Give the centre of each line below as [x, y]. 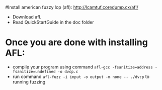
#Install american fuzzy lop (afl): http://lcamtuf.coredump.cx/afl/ [72, 7]
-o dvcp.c [68, 71]
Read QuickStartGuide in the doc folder [53, 22]
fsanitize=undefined [34, 71]
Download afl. [27, 17]
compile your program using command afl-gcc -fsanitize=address [83, 66]
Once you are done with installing [77, 42]
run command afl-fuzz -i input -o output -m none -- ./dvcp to [81, 76]
